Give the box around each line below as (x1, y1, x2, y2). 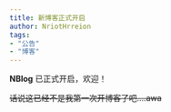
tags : (9, 30, 30, 39)
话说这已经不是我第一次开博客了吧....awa (9, 93, 162, 104)
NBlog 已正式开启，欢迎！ (9, 74, 107, 85)
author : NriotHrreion (9, 22, 92, 31)
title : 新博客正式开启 (9, 13, 86, 23)
